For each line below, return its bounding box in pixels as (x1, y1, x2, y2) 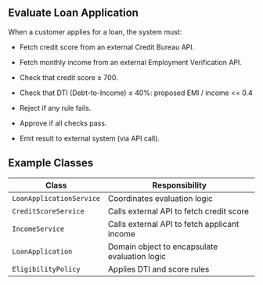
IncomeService (12, 224, 65, 233)
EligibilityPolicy (12, 265, 81, 273)
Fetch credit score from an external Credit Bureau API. (19, 42, 195, 52)
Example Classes (8, 156, 94, 170)
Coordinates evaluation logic (108, 192, 213, 203)
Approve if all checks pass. (19, 118, 107, 128)
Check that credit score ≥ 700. (19, 72, 119, 82)
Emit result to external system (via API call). (19, 133, 160, 143)
